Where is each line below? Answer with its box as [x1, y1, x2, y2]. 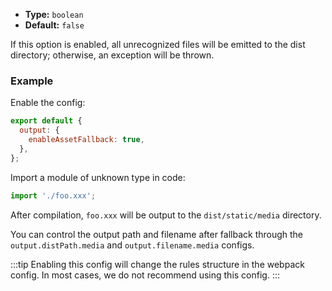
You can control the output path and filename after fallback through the [10, 228, 304, 240]
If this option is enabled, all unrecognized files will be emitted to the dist [10, 39, 306, 50]
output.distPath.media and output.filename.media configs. [10, 239, 255, 251]
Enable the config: [10, 97, 86, 109]
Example [10, 74, 54, 88]
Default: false [24, 19, 85, 31]
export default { [10, 116, 83, 126]
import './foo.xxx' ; [10, 190, 97, 201]
